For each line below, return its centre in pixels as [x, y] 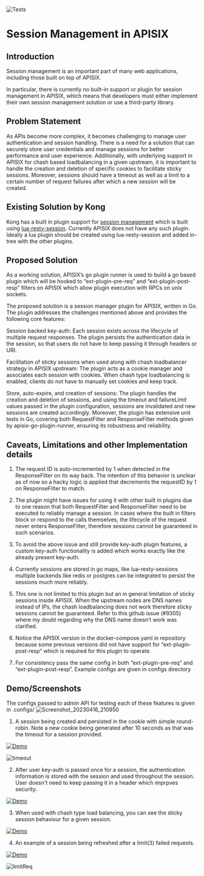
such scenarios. [35, 532]
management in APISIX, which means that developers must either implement [102, 96]
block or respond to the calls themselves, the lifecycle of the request [101, 520]
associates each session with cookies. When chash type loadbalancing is [98, 375]
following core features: [36, 319]
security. [26, 789]
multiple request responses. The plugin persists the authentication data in [98, 337]
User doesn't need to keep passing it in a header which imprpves [97, 783]
